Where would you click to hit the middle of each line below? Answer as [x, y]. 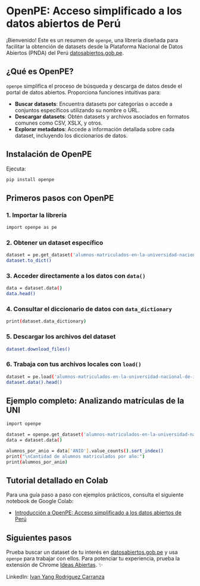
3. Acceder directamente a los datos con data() [76, 275]
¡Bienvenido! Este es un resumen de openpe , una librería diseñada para [92, 40]
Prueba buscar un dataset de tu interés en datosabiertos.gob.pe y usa [92, 552]
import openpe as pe [32, 228]
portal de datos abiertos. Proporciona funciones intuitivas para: [84, 92]
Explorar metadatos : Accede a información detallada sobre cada [94, 129]
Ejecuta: [16, 169]
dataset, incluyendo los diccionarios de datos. [71, 135]
